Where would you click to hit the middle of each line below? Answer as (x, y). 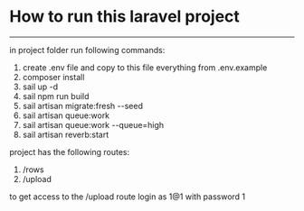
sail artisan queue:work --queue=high (93, 124)
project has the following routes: (69, 151)
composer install (53, 77)
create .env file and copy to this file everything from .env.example (145, 67)
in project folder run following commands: (87, 50)
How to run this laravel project (124, 17)
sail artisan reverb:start (66, 134)
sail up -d (40, 87)
